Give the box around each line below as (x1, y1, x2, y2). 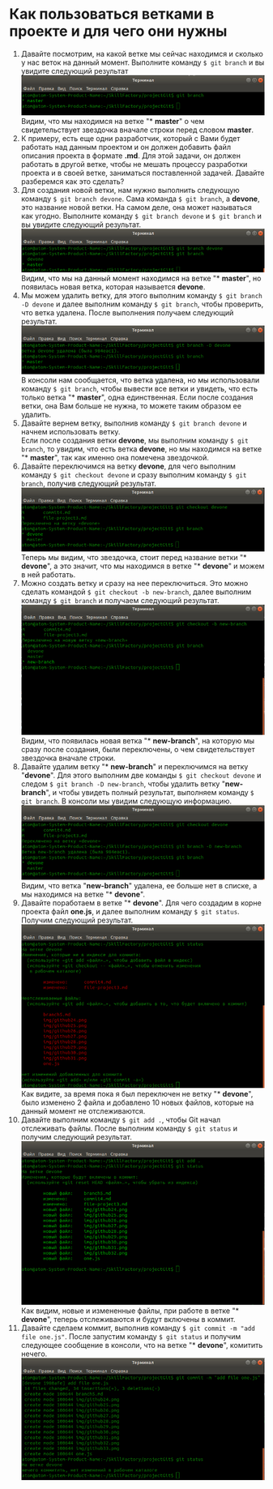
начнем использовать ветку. (20, 426, 121, 436)
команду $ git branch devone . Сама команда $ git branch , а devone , (20, 194, 260, 203)
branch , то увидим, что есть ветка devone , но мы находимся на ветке (20, 443, 262, 454)
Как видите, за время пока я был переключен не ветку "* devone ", (20, 1089, 254, 1098)
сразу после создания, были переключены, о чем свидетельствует (20, 745, 256, 755)
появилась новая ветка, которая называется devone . (20, 282, 206, 292)
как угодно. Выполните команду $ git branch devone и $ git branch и (20, 211, 262, 220)
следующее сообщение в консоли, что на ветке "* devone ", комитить (20, 1341, 263, 1350)
